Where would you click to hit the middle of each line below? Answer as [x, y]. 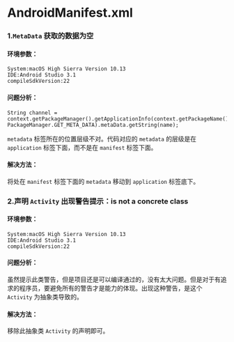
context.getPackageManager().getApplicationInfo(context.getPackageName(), [119, 119]
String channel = [32, 113]
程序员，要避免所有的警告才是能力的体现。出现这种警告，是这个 [111, 288]
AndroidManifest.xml [70, 13]
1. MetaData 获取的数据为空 [50, 36]
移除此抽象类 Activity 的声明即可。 [58, 331]
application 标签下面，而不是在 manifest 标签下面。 [82, 147]
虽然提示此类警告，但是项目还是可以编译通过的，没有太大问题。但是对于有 [114, 279]
